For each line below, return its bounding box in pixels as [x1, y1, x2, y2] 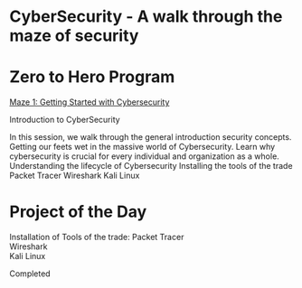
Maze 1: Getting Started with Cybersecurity [9, 97, 170, 107]
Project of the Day [9, 201, 147, 222]
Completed [9, 268, 52, 279]
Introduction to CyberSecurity [9, 115, 120, 125]
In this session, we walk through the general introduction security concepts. [9, 132, 292, 143]
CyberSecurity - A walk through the [9, 6, 283, 27]
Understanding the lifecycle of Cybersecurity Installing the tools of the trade [9, 161, 293, 172]
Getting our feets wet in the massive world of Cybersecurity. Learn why [9, 142, 276, 153]
